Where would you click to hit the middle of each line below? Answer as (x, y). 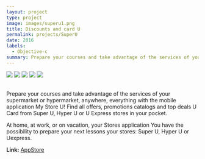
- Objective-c (30, 52)
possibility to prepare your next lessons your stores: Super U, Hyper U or (98, 131)
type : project (24, 18)
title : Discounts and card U (43, 29)
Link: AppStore (25, 149)
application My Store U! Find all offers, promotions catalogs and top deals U (102, 107)
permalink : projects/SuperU (42, 35)
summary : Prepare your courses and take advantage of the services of (98, 57)
